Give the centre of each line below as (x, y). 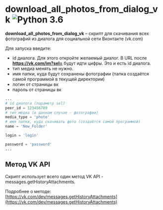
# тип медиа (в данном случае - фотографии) (52, 113)
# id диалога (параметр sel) (35, 103)
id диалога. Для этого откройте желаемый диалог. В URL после (80, 58)
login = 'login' (22, 136)
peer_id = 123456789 (27, 108)
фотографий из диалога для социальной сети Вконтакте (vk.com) (74, 39)
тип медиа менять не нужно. (43, 69)
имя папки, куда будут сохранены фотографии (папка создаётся (81, 73)
